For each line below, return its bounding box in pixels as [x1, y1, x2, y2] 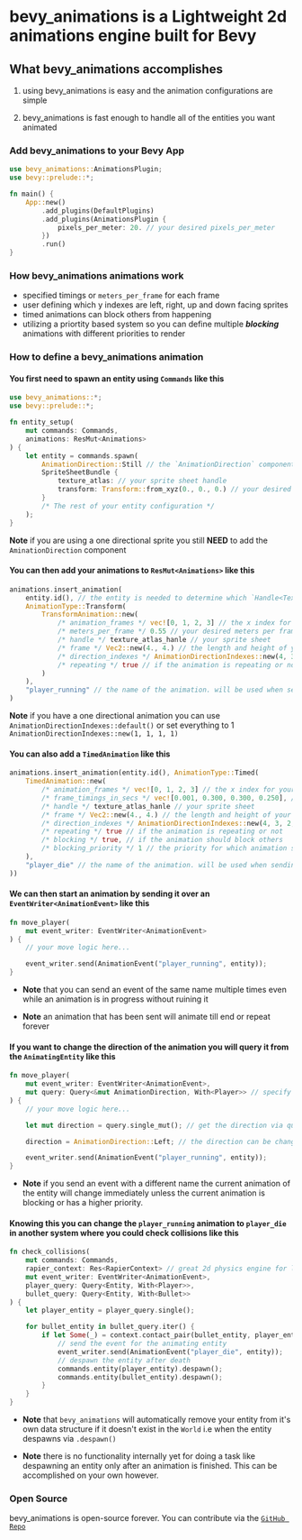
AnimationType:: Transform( [25, 601, 127, 610]
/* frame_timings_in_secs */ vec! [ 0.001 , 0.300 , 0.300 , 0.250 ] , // [41, 793, 299, 802]
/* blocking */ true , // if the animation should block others [41, 836, 283, 845]
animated [22, 122, 58, 133]
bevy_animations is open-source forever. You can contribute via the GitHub [9, 1513, 286, 1524]
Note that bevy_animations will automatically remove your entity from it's [22, 1414, 291, 1425]
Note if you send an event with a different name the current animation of [22, 1178, 290, 1189]
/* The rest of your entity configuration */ [41, 501, 216, 510]
